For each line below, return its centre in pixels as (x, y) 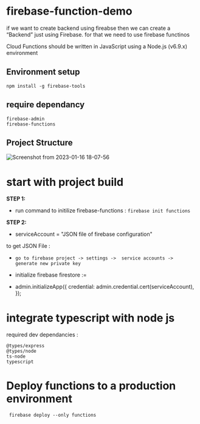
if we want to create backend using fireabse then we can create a (88, 28)
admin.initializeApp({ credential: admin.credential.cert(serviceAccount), (105, 287)
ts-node (16, 357)
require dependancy (46, 105)
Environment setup (43, 72)
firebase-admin (26, 119)
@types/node (21, 352)
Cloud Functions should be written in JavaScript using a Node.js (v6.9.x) (97, 46)
